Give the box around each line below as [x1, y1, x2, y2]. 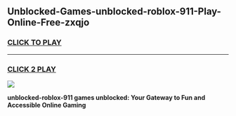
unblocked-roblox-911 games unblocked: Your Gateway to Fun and [7, 93, 206, 101]
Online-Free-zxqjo [7, 17, 90, 29]
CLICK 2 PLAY [7, 64, 56, 74]
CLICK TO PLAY [7, 38, 62, 48]
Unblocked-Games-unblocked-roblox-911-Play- [7, 6, 221, 18]
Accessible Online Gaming [7, 101, 86, 109]
